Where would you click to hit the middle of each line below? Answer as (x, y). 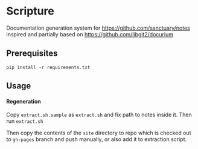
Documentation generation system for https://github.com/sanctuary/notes (98, 28)
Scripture (30, 11)
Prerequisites (32, 54)
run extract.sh (25, 121)
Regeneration (24, 101)
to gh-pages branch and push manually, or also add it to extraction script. (97, 139)
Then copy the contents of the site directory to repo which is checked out (99, 133)
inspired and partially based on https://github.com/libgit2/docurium (90, 34)
